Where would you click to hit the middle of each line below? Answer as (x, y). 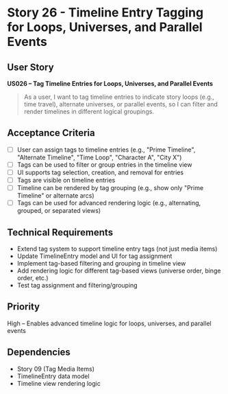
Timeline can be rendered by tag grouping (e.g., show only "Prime (110, 188)
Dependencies (39, 352)
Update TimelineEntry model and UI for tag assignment (94, 256)
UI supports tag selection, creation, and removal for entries (100, 172)
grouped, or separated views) (59, 211)
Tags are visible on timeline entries (66, 180)
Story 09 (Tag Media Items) (55, 369)
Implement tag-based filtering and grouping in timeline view (101, 263)
